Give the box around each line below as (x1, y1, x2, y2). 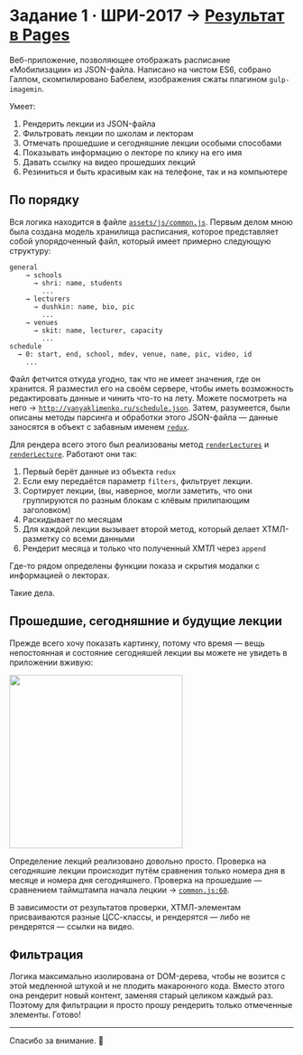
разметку (22, 533, 60, 544)
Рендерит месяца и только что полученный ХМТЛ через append (22, 543, 266, 554)
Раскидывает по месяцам (22, 514, 124, 525)
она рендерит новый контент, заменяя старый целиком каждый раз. (9, 990, 273, 1001)
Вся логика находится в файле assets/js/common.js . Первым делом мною (9, 216, 293, 227)
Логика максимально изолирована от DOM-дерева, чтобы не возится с (9, 971, 286, 982)
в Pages (9, 24, 70, 45)
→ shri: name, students (32, 278, 124, 287)
